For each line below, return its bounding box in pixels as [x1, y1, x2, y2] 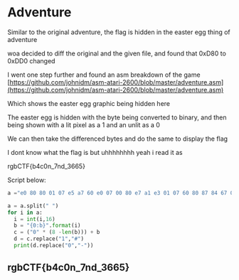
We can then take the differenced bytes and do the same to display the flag [7, 134, 228, 143]
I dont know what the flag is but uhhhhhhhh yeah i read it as [7, 148, 183, 156]
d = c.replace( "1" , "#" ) [14, 235, 84, 242]
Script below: [7, 176, 46, 184]
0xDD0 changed [7, 56, 55, 65]
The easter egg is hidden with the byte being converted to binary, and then [7, 113, 227, 122]
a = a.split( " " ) [7, 202, 59, 210]
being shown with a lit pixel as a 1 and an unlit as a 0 [7, 120, 160, 129]
